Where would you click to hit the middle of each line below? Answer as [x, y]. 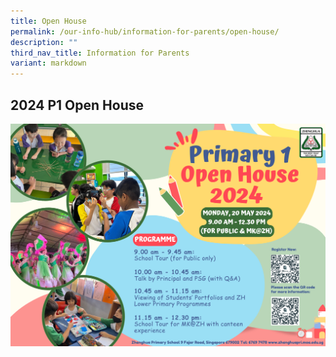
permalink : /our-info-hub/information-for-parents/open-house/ [145, 31]
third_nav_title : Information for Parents [100, 53]
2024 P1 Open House [77, 105]
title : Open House [48, 21]
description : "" [44, 42]
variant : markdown [48, 63]
